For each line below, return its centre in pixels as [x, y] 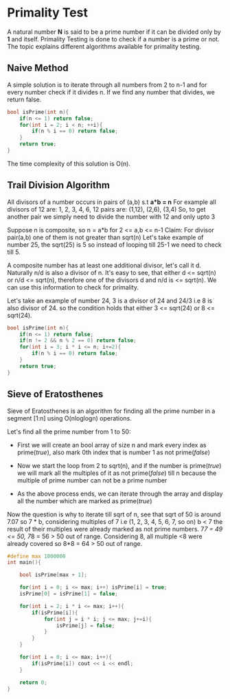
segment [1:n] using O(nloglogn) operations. [69, 418]
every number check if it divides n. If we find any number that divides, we [111, 92]
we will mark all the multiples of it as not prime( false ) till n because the [117, 473]
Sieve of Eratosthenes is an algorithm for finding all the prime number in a [111, 411]
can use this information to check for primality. [73, 287]
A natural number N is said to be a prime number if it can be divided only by [114, 32]
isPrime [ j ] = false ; [85, 625]
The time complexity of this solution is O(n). [69, 163]
